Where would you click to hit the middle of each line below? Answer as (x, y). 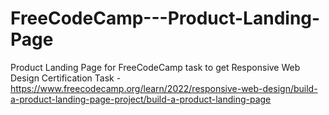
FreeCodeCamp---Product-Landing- (165, 18)
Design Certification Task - (66, 78)
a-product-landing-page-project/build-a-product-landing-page (141, 99)
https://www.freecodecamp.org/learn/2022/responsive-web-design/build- (164, 88)
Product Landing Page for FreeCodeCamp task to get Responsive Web (155, 67)
